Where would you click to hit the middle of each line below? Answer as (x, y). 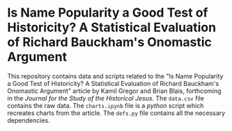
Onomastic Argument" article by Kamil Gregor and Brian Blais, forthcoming (114, 91)
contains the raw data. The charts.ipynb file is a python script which (106, 105)
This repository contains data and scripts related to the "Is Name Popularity (115, 76)
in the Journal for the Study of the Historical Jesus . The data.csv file (106, 98)
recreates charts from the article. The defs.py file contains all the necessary (116, 113)
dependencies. (29, 120)
